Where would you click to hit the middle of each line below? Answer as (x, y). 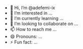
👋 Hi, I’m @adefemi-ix (32, 8)
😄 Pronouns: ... (26, 36)
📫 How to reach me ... (33, 29)
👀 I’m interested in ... (31, 13)
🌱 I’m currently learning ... (37, 18)
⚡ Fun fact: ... (24, 42)
